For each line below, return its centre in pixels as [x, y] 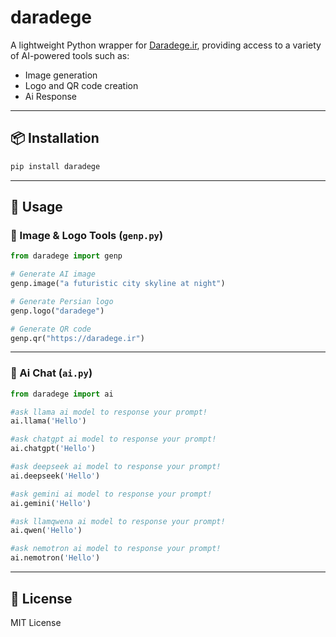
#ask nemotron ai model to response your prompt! [116, 549]
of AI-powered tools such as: [70, 55]
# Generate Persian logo [62, 301]
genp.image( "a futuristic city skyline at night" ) [118, 284]
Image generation [61, 75]
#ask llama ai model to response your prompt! [109, 412]
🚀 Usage [36, 207]
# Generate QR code [51, 329]
